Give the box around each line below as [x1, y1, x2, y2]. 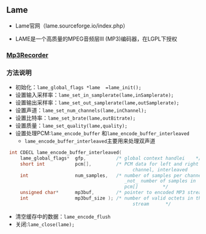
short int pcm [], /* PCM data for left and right [20, 161, 199, 167]
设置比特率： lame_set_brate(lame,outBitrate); [15, 114, 136, 122]
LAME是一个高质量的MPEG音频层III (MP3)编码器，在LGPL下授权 [15, 35, 178, 42]
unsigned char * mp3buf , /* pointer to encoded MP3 [20, 190, 185, 196]
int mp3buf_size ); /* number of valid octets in [20, 195, 193, 201]
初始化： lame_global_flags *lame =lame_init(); [15, 84, 142, 91]
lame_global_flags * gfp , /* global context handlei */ [20, 155, 202, 162]
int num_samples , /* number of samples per [20, 172, 183, 179]
